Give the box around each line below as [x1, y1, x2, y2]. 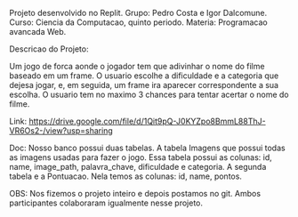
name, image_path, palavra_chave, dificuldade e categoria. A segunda [9, 162, 267, 172]
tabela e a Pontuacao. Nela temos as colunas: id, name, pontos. [9, 171, 243, 181]
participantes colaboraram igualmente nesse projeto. [9, 197, 203, 208]
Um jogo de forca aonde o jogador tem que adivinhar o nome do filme [9, 61, 265, 71]
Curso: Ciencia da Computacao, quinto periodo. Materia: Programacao [9, 17, 269, 28]
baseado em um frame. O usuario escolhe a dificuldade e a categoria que [9, 70, 279, 81]
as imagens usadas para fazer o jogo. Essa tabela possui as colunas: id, [9, 152, 273, 163]
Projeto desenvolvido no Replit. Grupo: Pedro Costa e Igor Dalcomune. [9, 8, 268, 18]
